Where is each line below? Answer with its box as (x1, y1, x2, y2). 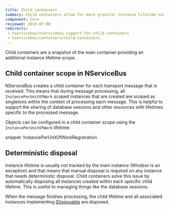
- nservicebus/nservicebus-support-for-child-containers (7, 31, 129, 36)
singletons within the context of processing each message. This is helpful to (5, 99, 163, 105)
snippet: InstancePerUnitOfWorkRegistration (5, 134, 97, 140)
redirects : (5, 26, 28, 31)
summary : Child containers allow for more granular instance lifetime (5, 12, 156, 17)
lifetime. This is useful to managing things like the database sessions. (5, 183, 149, 189)
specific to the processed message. (5, 109, 79, 115)
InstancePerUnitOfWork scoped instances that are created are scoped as (5, 93, 155, 99)
